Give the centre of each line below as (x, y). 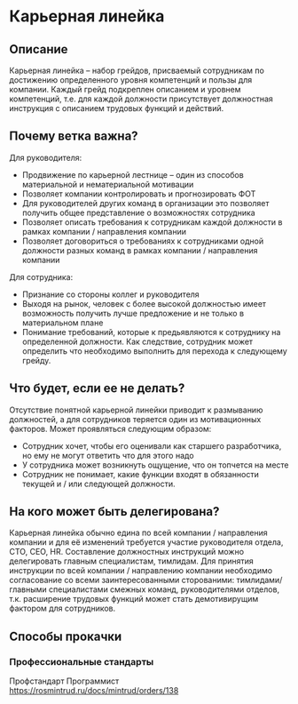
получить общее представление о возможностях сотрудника (138, 212)
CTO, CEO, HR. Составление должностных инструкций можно (127, 552)
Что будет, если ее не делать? (97, 388)
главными (28, 589)
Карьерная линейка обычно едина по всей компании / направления (138, 533)
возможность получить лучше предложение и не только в (133, 313)
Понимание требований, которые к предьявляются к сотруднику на (151, 332)
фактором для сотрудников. (63, 608)
